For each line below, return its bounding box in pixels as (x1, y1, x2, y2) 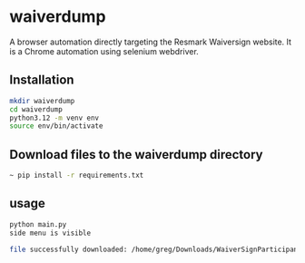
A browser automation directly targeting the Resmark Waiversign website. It (9, 36, 292, 47)
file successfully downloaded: (9, 245, 128, 255)
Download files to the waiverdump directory (9, 147, 263, 162)
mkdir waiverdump (9, 96, 75, 105)
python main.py (9, 219, 67, 229)
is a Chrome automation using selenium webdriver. (9, 45, 200, 56)
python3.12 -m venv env (9, 113, 100, 122)
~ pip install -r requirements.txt (9, 170, 144, 180)
